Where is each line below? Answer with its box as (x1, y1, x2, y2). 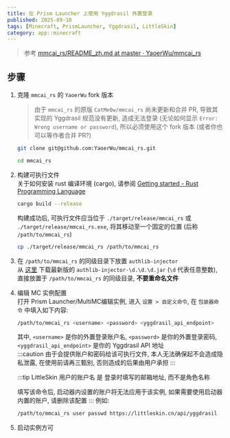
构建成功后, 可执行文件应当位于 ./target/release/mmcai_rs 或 (16, 213, 192, 222)
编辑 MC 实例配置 (16, 289, 67, 297)
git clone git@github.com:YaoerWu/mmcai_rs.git (16, 145, 156, 152)
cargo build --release (16, 200, 82, 207)
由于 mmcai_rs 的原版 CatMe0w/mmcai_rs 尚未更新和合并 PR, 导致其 (34, 105, 218, 114)
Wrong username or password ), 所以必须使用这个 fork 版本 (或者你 (34, 123, 218, 131)
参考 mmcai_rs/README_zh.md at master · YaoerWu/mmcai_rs (23, 49, 201, 57)
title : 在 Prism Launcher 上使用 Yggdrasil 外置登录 (7, 10, 153, 17)
